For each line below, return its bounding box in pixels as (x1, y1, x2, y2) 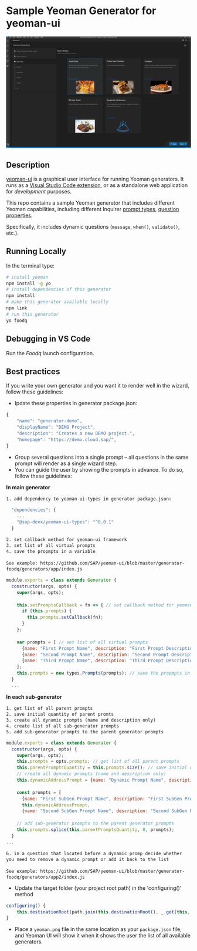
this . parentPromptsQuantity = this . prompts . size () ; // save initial (16, 765, 188, 771)
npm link (6, 305, 28, 311)
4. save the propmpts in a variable (6, 549, 96, 555)
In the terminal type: (6, 262, 55, 269)
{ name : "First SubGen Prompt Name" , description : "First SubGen (21, 796, 182, 802)
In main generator (6, 483, 50, 490)
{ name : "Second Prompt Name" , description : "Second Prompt (21, 652, 169, 658)
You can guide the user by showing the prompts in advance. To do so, (14, 466, 184, 473)
